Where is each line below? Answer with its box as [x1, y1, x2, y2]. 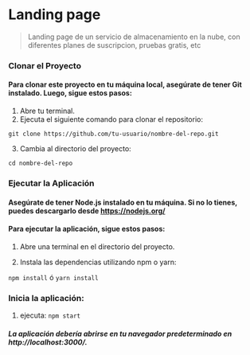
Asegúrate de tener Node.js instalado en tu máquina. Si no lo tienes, [8, 197, 237, 207]
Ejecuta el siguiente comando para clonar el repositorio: [19, 115, 203, 124]
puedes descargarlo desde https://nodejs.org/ [8, 205, 166, 216]
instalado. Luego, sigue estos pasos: [8, 88, 133, 98]
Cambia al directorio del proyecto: [19, 144, 131, 154]
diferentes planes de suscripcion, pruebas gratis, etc [27, 40, 201, 49]
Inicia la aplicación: [8, 292, 85, 303]
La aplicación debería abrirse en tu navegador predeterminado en [8, 329, 232, 338]
